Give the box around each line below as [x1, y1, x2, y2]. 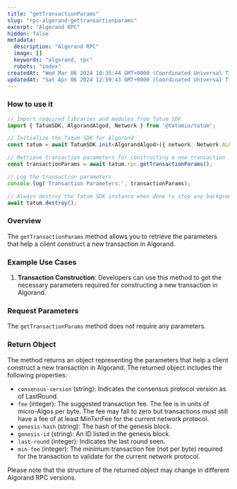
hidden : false [7, 30, 49, 37]
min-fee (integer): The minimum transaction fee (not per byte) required [17, 444, 223, 453]
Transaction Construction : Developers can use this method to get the [17, 273, 222, 282]
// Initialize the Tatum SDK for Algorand [7, 135, 134, 142]
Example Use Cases [7, 257, 77, 267]
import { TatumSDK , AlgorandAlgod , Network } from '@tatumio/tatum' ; [7, 122, 217, 129]
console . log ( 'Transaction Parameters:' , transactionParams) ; [7, 179, 191, 187]
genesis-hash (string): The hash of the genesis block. [17, 422, 172, 430]
